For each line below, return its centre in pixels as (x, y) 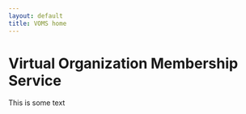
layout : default (36, 16)
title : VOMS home (38, 23)
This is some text (37, 103)
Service (35, 80)
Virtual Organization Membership (123, 63)
